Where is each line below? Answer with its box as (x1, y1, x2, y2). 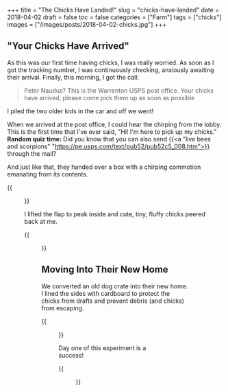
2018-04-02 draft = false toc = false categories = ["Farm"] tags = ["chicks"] (7, 13, 222, 21)
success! (58, 351, 84, 359)
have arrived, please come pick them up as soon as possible (23, 93, 195, 102)
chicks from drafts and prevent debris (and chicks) (41, 297, 185, 305)
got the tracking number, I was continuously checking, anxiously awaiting (7, 65, 214, 74)
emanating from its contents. (7, 170, 88, 178)
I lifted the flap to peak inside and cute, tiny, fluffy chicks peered (24, 209, 206, 218)
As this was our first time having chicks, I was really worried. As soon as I (7, 58, 214, 67)
